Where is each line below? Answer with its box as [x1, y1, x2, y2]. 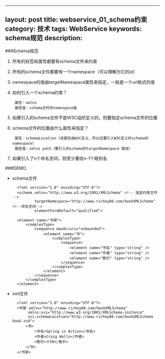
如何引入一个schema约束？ [12, 89, 67, 96]
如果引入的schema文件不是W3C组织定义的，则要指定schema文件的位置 [12, 115, 158, 120]
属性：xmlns [14, 100, 37, 105]
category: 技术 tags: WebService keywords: [5, 25, 142, 33]
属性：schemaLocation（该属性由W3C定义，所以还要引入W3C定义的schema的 [14, 136, 149, 141]
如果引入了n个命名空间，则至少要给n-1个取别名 [12, 155, 108, 161]
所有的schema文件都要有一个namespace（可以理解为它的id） [12, 69, 137, 74]
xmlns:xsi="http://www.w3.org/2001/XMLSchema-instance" [27, 310, 145, 315]
